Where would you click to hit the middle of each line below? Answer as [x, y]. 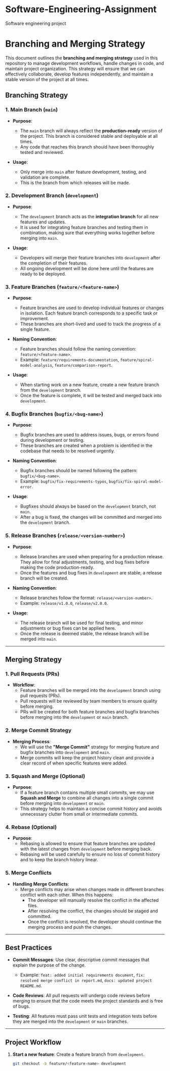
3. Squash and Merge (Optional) [45, 776]
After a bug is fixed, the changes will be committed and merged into [91, 517]
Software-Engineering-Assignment [81, 9]
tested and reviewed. [42, 152]
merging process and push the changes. [70, 927]
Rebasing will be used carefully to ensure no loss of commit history [90, 854]
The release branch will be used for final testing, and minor [81, 623]
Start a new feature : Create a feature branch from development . [79, 1054]
